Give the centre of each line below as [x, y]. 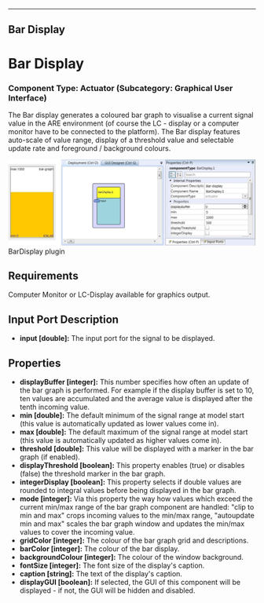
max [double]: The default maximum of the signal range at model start [134, 432]
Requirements [43, 276]
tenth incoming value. [55, 407]
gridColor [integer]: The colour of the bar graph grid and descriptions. [134, 541]
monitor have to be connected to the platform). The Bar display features [125, 131]
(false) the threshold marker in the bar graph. [92, 474]
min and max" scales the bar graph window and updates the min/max [132, 524]
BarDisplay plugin [37, 251]
